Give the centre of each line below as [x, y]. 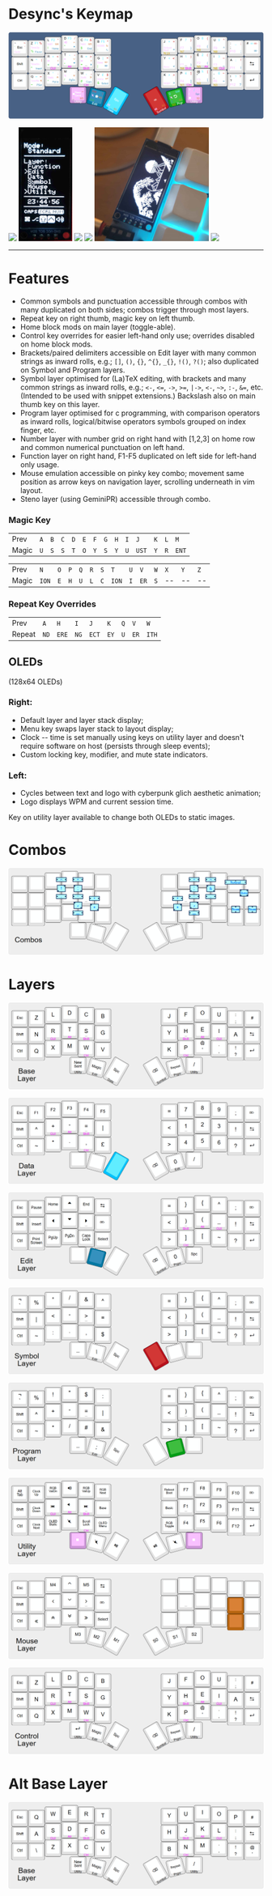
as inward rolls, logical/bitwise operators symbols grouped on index [133, 421]
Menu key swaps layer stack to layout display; [97, 729]
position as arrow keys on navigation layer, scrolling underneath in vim [137, 482]
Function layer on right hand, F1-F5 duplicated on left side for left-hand [138, 456]
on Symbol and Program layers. [72, 370]
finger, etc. [38, 430]
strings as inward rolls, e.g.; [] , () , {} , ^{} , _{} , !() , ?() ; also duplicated [139, 361]
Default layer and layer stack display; [82, 720]
